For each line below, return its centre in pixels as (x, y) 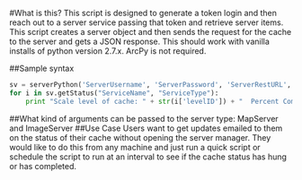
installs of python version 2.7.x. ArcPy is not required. (108, 51)
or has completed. (43, 166)
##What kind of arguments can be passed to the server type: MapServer (144, 118)
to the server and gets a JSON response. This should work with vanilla (139, 41)
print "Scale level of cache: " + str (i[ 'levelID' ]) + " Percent (152, 101)
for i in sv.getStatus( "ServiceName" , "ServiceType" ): (114, 93)
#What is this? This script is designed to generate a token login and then (143, 13)
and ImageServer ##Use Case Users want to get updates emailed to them (146, 128)
